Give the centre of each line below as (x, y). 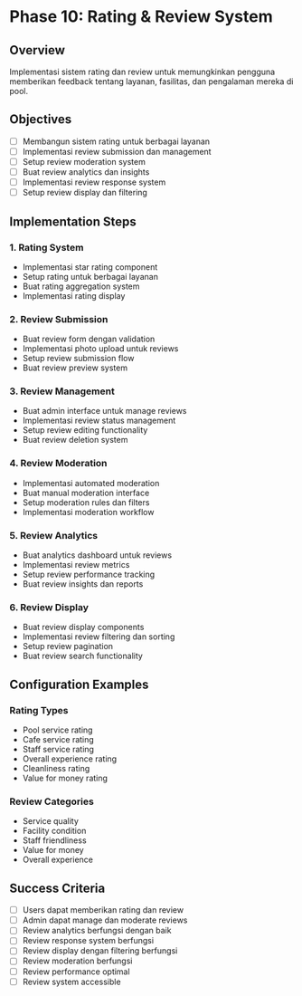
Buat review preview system (75, 368)
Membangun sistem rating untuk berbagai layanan (116, 141)
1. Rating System (47, 247)
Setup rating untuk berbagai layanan (90, 276)
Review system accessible (71, 982)
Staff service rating (58, 750)
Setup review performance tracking (89, 575)
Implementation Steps (73, 221)
